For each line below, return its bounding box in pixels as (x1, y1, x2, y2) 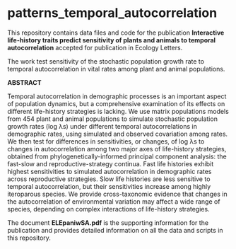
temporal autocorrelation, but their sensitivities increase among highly (7, 182, 211, 190)
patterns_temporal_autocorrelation (7, 5, 218, 21)
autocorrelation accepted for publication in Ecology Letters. (7, 43, 183, 52)
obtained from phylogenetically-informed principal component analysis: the (7, 152, 228, 161)
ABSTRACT (7, 78, 42, 86)
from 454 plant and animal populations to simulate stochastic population (7, 115, 218, 123)
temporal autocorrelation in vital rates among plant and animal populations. (7, 64, 225, 73)
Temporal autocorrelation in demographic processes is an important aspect (7, 92, 227, 100)
